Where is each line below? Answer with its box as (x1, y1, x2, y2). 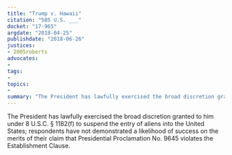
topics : (7, 81, 30, 87)
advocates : (7, 55, 39, 62)
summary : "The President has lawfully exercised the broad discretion (7, 94, 215, 101)
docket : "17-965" (7, 23, 57, 30)
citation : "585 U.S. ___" (7, 17, 81, 23)
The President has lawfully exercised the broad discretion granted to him (7, 112, 214, 121)
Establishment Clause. (7, 142, 70, 149)
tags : (7, 68, 23, 74)
